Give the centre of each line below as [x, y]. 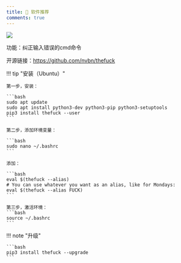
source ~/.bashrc [28, 218]
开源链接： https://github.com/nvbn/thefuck [61, 60]
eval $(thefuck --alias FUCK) [45, 190]
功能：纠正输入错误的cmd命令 [44, 47]
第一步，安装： [22, 86]
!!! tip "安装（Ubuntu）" [36, 73]
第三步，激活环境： [27, 207]
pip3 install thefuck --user [43, 113]
